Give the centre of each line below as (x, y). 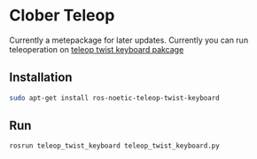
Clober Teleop (62, 16)
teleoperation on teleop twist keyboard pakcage (97, 49)
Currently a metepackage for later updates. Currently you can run (129, 40)
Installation (41, 78)
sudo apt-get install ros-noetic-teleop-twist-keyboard (114, 98)
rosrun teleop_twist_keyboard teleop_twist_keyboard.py (114, 146)
